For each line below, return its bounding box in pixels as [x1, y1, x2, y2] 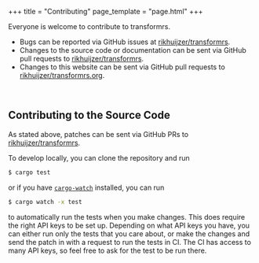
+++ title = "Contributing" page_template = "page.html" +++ [8, 7, 203, 16]
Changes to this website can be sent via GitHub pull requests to [19, 62, 225, 72]
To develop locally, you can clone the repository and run [8, 153, 190, 162]
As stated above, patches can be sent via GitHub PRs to [8, 129, 189, 139]
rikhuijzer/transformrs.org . [19, 71, 105, 80]
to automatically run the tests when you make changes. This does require [8, 212, 246, 221]
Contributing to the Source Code [8, 109, 170, 122]
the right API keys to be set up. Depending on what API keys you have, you [8, 220, 250, 230]
